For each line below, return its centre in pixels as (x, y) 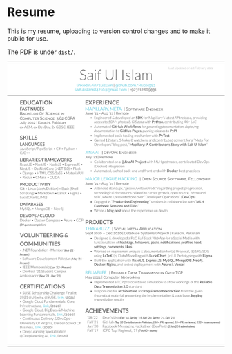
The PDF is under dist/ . (41, 52)
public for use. (28, 38)
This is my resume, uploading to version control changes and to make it (109, 31)
